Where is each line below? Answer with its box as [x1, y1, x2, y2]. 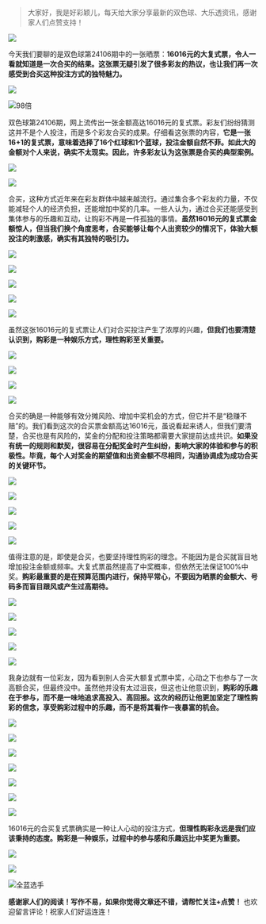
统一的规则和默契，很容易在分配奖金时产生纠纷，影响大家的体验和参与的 [14, 441, 251, 450]
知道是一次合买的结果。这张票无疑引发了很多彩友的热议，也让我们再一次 [21, 59, 258, 68]
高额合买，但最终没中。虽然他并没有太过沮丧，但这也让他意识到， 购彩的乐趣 [8, 683, 258, 692]
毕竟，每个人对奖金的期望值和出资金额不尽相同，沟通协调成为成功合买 [28, 451, 258, 460]
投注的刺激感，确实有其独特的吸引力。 [8, 234, 133, 243]
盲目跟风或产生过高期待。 [28, 582, 112, 591]
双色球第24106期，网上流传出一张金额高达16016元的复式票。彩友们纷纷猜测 [8, 118, 255, 127]
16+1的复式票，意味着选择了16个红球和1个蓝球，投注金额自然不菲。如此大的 [8, 138, 256, 147]
